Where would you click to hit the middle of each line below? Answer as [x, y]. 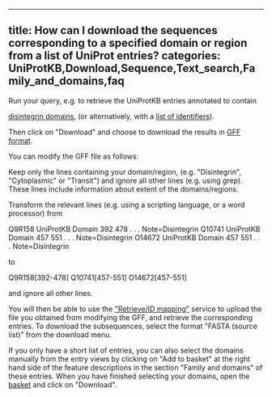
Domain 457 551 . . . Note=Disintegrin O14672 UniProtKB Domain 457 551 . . [134, 237]
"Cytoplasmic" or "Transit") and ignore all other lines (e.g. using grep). [125, 180]
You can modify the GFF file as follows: [74, 156]
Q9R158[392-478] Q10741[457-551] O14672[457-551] [98, 277]
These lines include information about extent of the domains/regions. [123, 189]
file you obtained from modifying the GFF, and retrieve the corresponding [131, 317]
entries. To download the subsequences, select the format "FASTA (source [133, 326]
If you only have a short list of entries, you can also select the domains [126, 350]
